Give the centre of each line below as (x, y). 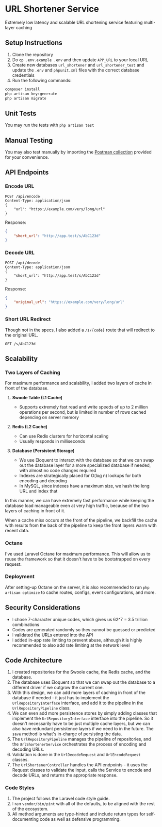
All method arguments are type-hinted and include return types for (79, 814)
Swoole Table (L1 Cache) (37, 398)
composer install (23, 89)
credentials (23, 75)
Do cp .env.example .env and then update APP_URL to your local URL (80, 60)
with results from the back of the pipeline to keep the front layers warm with (81, 525)
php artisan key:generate (31, 94)
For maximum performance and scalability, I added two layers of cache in (78, 383)
